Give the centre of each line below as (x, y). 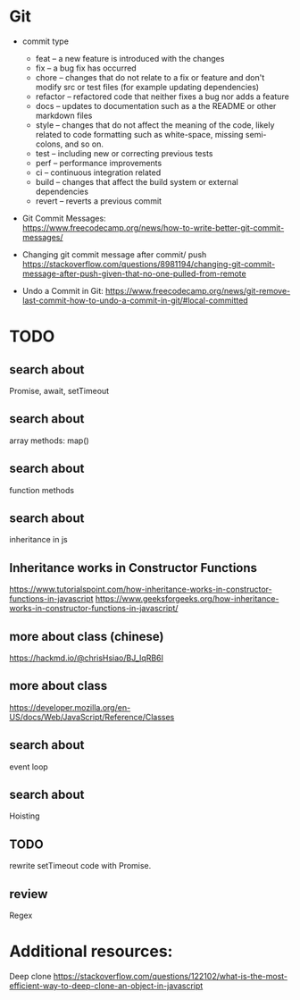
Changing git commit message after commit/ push (114, 254)
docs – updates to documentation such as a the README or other (156, 105)
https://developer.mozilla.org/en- (70, 707)
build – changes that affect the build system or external (137, 181)
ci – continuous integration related (98, 172)
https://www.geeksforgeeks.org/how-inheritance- (187, 599)
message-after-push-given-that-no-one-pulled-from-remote (134, 273)
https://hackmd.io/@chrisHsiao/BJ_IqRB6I (86, 658)
